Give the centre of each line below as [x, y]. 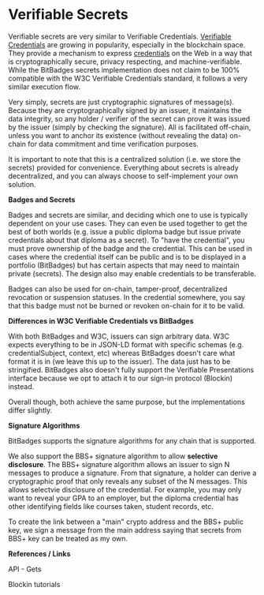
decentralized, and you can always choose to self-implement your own [123, 176]
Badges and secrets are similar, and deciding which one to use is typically [128, 215]
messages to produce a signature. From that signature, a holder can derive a [132, 473]
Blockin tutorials [34, 584]
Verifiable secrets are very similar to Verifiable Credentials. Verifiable [120, 36]
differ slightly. [30, 410]
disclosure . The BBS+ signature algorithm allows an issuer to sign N [119, 464]
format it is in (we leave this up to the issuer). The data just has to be [119, 361]
